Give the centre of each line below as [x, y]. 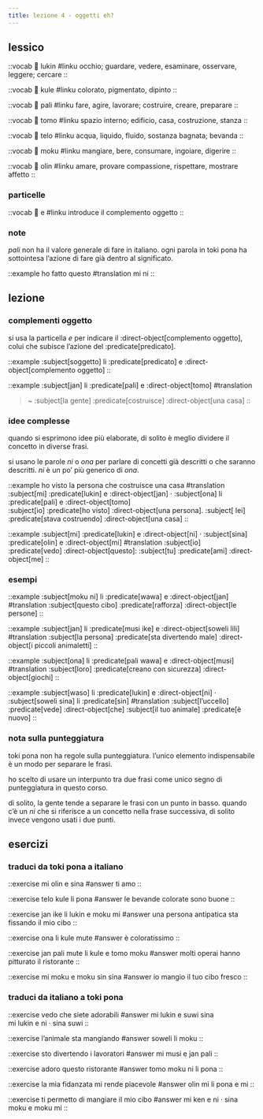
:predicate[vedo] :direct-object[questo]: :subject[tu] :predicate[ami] [118, 551]
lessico [26, 48]
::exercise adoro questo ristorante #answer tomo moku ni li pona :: [116, 1069]
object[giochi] [31, 678]
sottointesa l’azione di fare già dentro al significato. [91, 258]
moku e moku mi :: [38, 1107]
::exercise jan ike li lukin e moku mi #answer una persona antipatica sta [123, 914]
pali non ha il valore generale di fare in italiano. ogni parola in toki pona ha [128, 250]
